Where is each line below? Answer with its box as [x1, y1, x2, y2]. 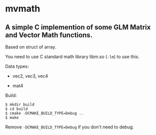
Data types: [5, 63, 29, 69]
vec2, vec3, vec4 [12, 73, 48, 79]
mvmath [5, 3, 40, 14]
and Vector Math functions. [5, 30, 93, 39]
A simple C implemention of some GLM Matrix [5, 23, 151, 31]
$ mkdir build [5, 102, 35, 107]
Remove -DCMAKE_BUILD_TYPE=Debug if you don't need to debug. [5, 124, 134, 130]
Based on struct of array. [5, 44, 56, 50]
